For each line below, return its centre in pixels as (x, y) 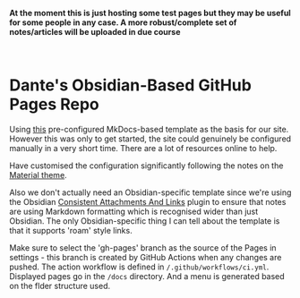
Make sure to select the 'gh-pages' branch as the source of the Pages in (143, 247)
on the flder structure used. (60, 285)
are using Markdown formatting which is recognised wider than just (134, 211)
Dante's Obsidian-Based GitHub (131, 85)
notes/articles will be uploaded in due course (95, 32)
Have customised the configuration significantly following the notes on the (146, 166)
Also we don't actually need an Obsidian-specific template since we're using (150, 192)
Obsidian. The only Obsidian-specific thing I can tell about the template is (145, 221)
